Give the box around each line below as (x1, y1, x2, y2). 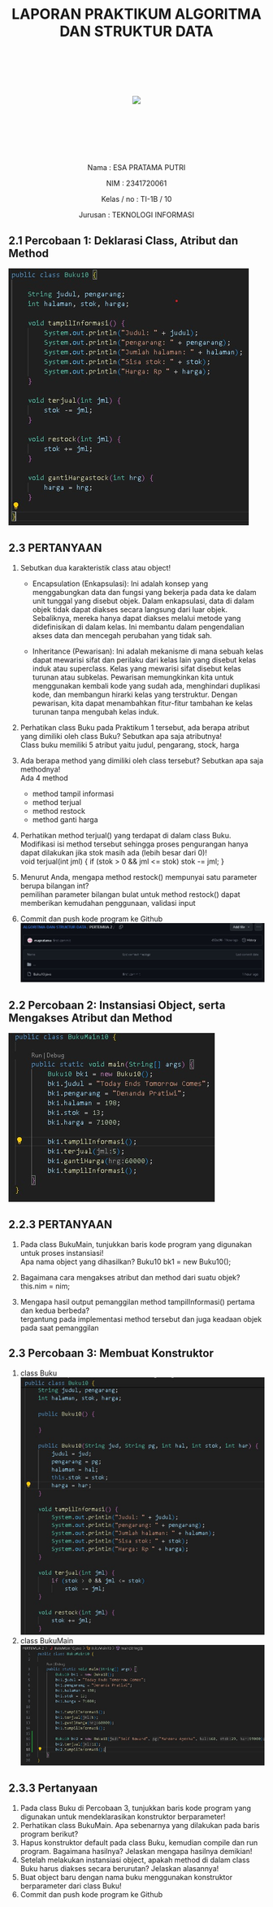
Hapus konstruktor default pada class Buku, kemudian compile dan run (19, 1837, 258, 1848)
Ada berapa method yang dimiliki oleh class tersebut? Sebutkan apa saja (19, 755, 264, 765)
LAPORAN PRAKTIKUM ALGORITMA (11, 5, 262, 24)
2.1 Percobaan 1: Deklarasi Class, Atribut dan (8, 234, 239, 247)
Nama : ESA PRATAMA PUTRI (87, 163, 186, 173)
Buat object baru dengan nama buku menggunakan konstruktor (19, 1872, 233, 1882)
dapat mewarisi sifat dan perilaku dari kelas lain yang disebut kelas (32, 654, 257, 664)
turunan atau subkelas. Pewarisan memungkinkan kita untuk (32, 672, 234, 682)
